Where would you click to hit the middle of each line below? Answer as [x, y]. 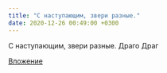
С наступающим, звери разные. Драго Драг [83, 45]
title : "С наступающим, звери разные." [74, 15]
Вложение [26, 61]
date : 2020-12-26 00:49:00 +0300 [64, 23]
